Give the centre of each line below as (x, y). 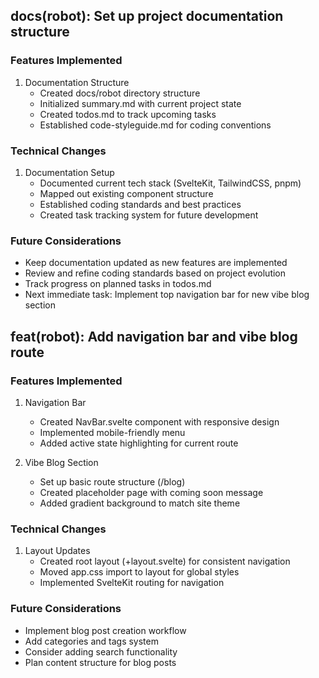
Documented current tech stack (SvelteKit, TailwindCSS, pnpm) (170, 183)
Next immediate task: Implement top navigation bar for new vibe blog (167, 295)
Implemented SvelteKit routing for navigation (132, 583)
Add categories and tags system (91, 641)
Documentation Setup (69, 172)
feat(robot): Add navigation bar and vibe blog (154, 336)
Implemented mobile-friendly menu (112, 432)
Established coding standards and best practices (140, 204)
